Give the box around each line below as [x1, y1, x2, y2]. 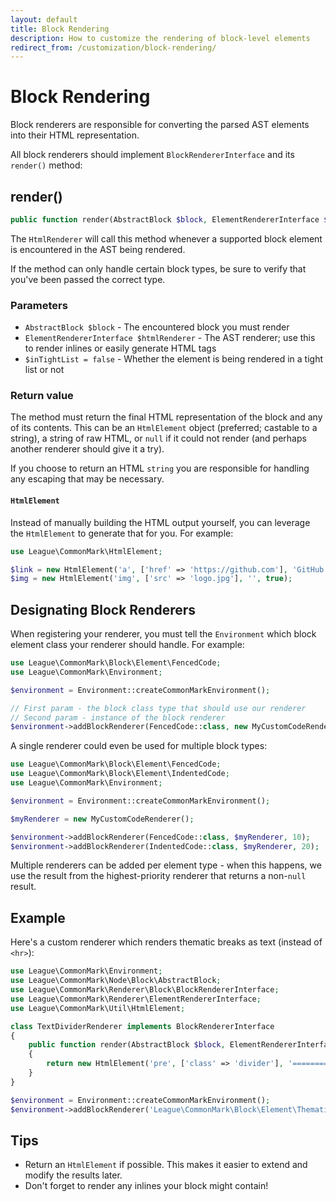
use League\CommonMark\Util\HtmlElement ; [10, 1003, 186, 1013]
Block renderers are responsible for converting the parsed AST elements [10, 119, 310, 131]
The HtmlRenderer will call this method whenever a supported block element [10, 232, 323, 245]
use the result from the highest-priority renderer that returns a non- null [10, 870, 307, 882]
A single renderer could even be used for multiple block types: [10, 740, 268, 752]
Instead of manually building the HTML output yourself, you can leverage [10, 516, 311, 528]
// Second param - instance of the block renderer [10, 712, 226, 723]
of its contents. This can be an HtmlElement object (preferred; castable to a [10, 422, 318, 434]
